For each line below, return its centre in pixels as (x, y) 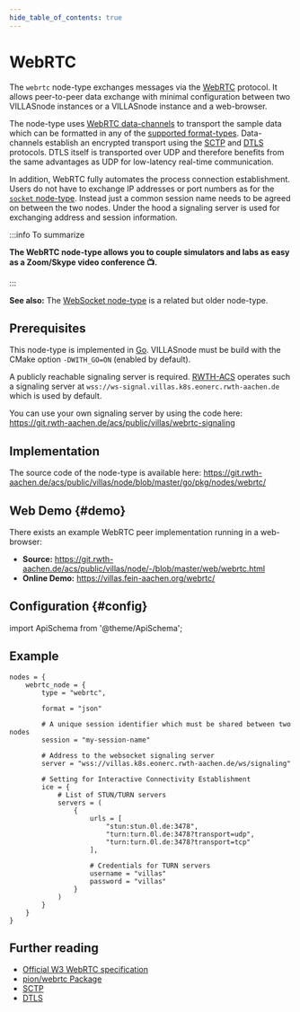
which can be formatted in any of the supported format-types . (124, 133)
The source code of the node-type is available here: (106, 473)
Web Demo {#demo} (67, 510)
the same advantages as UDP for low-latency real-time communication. (141, 162)
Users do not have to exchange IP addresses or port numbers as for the (142, 189)
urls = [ (106, 818)
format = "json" (72, 708)
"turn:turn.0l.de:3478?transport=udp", (180, 834)
